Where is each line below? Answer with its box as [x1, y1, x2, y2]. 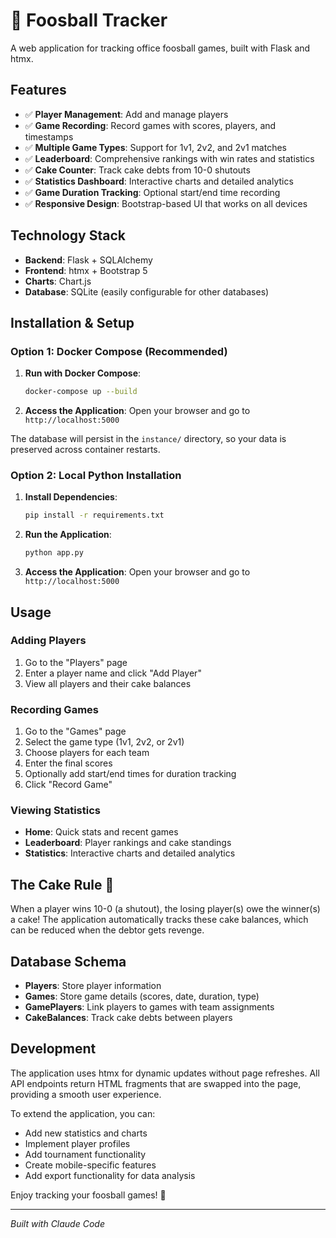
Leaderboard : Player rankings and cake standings [24, 837, 232, 849]
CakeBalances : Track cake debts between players [24, 1012, 233, 1024]
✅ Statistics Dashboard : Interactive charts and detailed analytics [24, 175, 294, 187]
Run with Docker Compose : [24, 367, 142, 379]
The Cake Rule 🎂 [10, 876, 115, 893]
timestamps [24, 130, 74, 143]
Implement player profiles [24, 1137, 131, 1149]
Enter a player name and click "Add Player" [24, 667, 202, 679]
